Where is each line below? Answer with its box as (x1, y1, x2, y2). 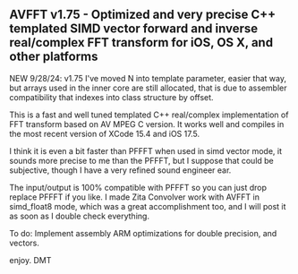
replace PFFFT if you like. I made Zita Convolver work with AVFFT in (9, 192, 260, 202)
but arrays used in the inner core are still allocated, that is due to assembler (9, 82, 287, 93)
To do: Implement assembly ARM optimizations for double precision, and (9, 227, 277, 238)
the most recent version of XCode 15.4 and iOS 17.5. (9, 128, 200, 139)
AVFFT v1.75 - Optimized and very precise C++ (9, 7, 277, 22)
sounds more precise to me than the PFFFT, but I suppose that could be (9, 155, 275, 166)
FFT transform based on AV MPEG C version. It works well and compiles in (9, 118, 285, 129)
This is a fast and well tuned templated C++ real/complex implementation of (9, 109, 289, 120)
